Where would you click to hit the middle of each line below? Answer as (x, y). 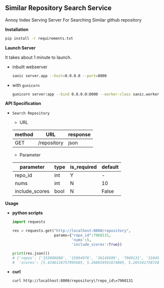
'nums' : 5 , (82, 240)
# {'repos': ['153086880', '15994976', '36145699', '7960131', (78, 258)
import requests (29, 222)
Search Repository (31, 113)
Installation (17, 29)
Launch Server (20, 48)
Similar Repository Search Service (58, 8)
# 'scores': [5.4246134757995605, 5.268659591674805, (69, 262)
